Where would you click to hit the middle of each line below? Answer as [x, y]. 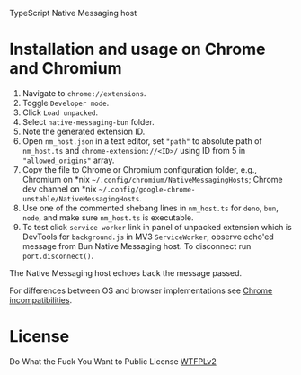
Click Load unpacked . [60, 112]
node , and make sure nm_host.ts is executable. [108, 217]
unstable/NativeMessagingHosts [81, 199]
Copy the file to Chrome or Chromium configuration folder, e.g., [140, 169]
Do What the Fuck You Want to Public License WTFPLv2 [113, 361]
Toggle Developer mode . [66, 103]
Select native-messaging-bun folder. [88, 121]
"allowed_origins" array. [68, 160]
